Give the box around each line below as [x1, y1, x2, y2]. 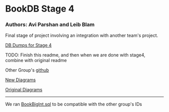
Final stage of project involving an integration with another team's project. [5, 32, 158, 38]
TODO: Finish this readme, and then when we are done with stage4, [5, 52, 146, 58]
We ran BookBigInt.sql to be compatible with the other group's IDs [5, 101, 142, 107]
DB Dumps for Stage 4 [5, 42, 52, 48]
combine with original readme [5, 58, 67, 64]
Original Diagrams [5, 87, 43, 93]
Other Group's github [5, 67, 49, 73]
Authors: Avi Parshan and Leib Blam [5, 21, 95, 28]
